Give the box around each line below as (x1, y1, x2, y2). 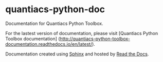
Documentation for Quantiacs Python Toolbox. (5, 20, 104, 26)
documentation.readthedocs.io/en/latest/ (5, 41, 93, 47)
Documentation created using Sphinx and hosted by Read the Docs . (5, 51, 149, 57)
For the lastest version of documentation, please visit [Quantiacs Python (5, 30, 158, 36)
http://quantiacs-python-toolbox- (60, 36, 130, 42)
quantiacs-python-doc (5, 4, 105, 15)
